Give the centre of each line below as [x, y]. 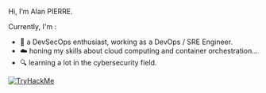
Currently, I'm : [33, 26]
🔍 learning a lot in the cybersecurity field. [88, 63]
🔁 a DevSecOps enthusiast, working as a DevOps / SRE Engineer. [126, 42]
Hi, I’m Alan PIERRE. [40, 11]
